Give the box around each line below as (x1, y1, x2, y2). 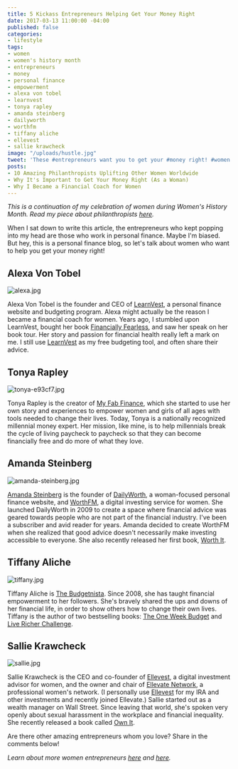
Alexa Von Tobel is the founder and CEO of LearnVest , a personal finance (7, 300, 222, 309)
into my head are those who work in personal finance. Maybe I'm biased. (7, 231, 220, 240)
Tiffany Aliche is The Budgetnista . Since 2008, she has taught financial (7, 589, 215, 598)
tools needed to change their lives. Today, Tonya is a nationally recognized (7, 414, 226, 422)
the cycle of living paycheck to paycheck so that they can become (7, 429, 202, 437)
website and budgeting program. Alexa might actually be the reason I (7, 307, 210, 316)
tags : (7, 44, 23, 51)
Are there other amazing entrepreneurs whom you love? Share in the (7, 732, 208, 740)
